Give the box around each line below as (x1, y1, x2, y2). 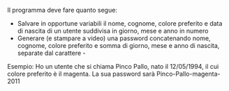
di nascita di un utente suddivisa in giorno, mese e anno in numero (17, 27, 209, 35)
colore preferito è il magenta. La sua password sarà (7, 69, 156, 78)
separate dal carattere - (17, 49, 86, 57)
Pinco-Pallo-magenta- (156, 69, 221, 78)
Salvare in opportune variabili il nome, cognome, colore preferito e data (17, 19, 223, 27)
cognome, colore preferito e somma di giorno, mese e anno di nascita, (17, 42, 220, 49)
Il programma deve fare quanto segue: (7, 6, 117, 14)
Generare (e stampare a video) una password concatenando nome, (17, 34, 211, 42)
